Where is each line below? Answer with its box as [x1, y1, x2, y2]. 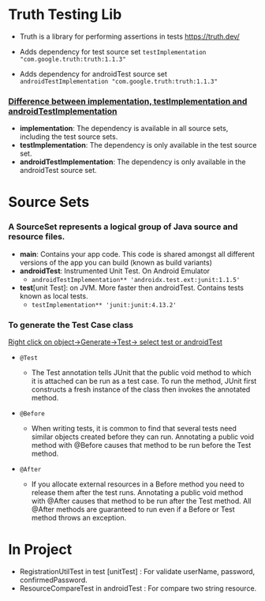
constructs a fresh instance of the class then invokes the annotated [31, 385, 251, 394]
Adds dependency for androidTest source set [19, 69, 168, 78]
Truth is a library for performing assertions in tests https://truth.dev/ [19, 32, 241, 41]
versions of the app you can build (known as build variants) [19, 257, 213, 267]
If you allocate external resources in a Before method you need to [31, 479, 244, 489]
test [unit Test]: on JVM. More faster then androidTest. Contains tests [19, 283, 244, 292]
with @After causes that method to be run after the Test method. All [31, 496, 252, 506]
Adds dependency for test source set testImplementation [19, 47, 207, 56]
